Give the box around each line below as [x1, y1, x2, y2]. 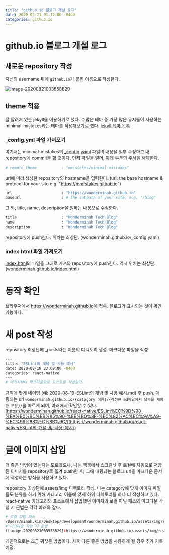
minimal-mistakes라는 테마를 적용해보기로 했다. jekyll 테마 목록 [5, 123, 130, 129]
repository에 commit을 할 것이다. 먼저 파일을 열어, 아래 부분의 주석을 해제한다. [5, 155, 159, 161]
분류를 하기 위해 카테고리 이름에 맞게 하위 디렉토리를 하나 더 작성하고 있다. [14, 491, 159, 497]
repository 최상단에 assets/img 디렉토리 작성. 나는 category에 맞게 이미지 [5, 485, 152, 491]
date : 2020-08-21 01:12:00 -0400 [5, 12, 75, 17]
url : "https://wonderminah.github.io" [5, 190, 136, 196]
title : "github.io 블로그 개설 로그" [5, 7, 77, 13]
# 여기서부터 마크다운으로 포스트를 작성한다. [5, 380, 84, 385]
